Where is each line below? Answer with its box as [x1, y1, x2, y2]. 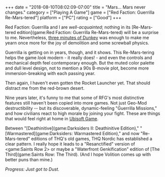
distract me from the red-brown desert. [5, 85, 85, 91]
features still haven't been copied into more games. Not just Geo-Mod [5, 100, 147, 106]
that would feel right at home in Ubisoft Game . [5, 116, 99, 121]
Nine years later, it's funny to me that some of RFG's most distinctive [5, 95, 144, 101]
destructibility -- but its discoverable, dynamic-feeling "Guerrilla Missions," [5, 106, 157, 111]
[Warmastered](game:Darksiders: [5, 131, 73, 136]
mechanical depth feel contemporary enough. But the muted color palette [5, 60, 155, 66]
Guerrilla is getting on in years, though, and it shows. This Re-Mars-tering [5, 49, 155, 55]
